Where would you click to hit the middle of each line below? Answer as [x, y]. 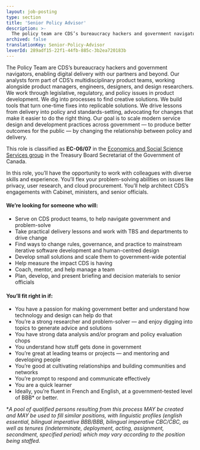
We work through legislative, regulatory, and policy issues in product [90, 92]
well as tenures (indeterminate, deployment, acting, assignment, [85, 428]
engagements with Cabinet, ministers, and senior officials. [77, 192]
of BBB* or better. [36, 398]
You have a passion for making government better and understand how [102, 309]
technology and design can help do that [64, 315]
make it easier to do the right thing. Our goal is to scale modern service [93, 118]
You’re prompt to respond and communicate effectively [82, 378]
